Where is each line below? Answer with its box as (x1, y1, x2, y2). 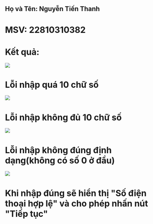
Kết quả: (5, 47, 40, 57)
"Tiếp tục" (5, 208, 48, 219)
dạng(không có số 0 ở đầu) (5, 155, 115, 166)
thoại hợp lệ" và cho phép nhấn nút (5, 198, 148, 209)
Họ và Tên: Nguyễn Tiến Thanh (5, 5, 100, 13)
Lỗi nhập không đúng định (5, 144, 112, 156)
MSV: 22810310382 (5, 24, 86, 35)
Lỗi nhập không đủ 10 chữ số (5, 112, 122, 123)
